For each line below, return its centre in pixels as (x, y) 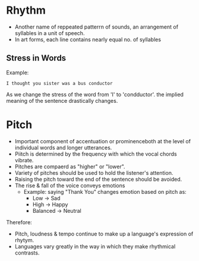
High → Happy (50, 204)
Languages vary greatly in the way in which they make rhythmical (95, 246)
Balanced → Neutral (57, 210)
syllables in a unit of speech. (50, 33)
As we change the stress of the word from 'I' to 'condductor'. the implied (95, 94)
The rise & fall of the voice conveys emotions (70, 185)
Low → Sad (46, 198)
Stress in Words (36, 58)
